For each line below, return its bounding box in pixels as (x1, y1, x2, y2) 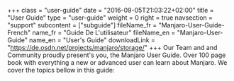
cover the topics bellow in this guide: (7, 66, 115, 74)
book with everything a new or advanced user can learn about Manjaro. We (7, 58, 228, 66)
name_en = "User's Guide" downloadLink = (29, 36, 156, 44)
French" (7, 28, 31, 37)
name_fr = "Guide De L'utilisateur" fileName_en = (32, 28, 176, 37)
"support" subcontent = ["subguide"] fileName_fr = (7, 21, 157, 29)
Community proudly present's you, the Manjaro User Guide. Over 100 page (7, 51, 226, 59)
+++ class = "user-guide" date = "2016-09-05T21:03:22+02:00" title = (7, 6, 214, 14)
